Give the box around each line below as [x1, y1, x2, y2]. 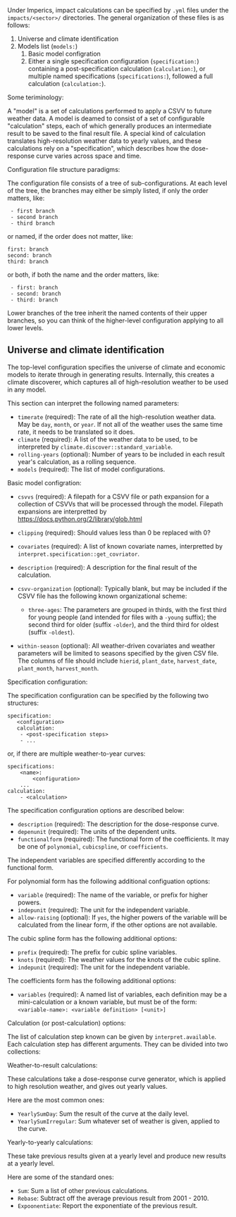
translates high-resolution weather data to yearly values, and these [7, 137, 202, 145]
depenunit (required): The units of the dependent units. [17, 827, 178, 835]
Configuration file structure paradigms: [7, 166, 120, 173]
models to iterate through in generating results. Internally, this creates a [7, 370, 215, 379]
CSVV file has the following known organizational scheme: [17, 592, 187, 600]
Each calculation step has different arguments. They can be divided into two [7, 1040, 228, 1048]
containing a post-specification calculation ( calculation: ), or [27, 65, 206, 73]
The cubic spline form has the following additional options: [7, 934, 178, 942]
